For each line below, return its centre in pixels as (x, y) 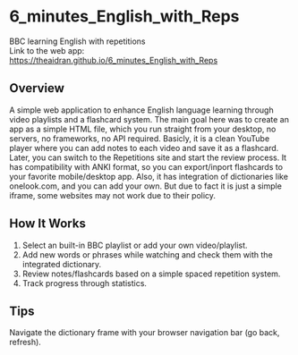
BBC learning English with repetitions (77, 41)
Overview (37, 88)
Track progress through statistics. (85, 283)
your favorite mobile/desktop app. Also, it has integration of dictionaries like (149, 176)
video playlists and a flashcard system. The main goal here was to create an (149, 119)
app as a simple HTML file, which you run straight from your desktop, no (143, 129)
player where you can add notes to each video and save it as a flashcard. (144, 148)
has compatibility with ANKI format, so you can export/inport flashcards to (146, 166)
